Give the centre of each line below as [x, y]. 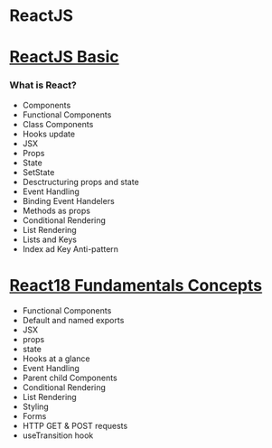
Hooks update [48, 134]
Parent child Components [70, 378]
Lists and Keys [49, 239]
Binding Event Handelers [68, 201]
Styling [36, 406]
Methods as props [56, 210]
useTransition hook [58, 435]
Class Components [58, 124]
